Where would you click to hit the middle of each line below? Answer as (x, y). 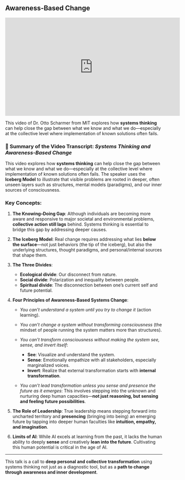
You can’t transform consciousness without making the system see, (90, 340)
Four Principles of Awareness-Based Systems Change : (70, 300)
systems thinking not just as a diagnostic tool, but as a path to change (77, 467)
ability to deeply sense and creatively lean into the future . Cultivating (84, 442)
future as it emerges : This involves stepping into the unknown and (88, 391)
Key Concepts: (23, 203)
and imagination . (30, 427)
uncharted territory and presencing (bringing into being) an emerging (84, 417)
